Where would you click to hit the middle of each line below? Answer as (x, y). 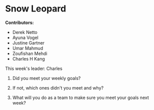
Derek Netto (25, 32)
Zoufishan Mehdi (30, 53)
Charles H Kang (28, 58)
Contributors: (19, 22)
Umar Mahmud (28, 48)
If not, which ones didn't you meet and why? (58, 87)
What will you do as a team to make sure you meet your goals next (80, 97)
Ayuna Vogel (25, 37)
